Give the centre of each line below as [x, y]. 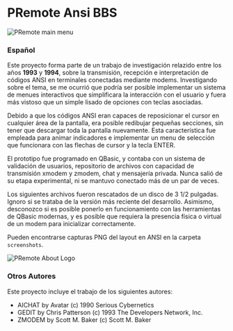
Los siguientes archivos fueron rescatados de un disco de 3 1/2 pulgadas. [113, 194]
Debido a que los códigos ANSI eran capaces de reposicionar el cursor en [113, 115]
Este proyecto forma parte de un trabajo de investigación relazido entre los [114, 65]
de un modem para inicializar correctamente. [72, 224]
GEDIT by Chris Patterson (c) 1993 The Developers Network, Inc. [110, 312]
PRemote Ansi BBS [62, 13]
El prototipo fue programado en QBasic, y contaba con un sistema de [106, 159]
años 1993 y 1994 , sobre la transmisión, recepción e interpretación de [108, 73]
